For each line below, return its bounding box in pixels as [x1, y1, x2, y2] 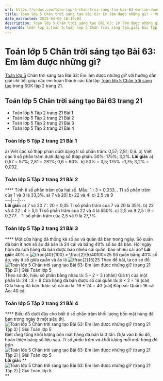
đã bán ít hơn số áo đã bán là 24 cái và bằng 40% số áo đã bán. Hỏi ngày [5, 241, 152, 247]
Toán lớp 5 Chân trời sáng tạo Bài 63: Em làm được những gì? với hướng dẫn [5, 72, 157, 78]
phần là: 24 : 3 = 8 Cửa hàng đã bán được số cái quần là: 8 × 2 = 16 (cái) [5, 277, 150, 283]
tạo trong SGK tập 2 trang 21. [5, 83, 63, 89]
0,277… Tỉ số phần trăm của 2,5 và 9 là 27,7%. [5, 213, 97, 219]
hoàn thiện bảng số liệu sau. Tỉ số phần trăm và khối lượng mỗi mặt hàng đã [5, 337, 158, 343]
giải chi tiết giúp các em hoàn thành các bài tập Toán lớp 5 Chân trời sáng [5, 78, 152, 84]
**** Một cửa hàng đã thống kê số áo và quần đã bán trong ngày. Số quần [5, 236, 153, 242]
